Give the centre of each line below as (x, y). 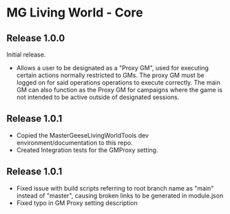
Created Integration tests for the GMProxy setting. (87, 150)
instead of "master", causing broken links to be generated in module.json (120, 195)
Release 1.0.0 (36, 38)
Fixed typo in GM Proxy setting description (77, 203)
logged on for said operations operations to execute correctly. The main (118, 83)
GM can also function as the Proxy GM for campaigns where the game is (119, 90)
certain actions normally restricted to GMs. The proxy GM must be (110, 75)
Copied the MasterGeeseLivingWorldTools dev (83, 135)
